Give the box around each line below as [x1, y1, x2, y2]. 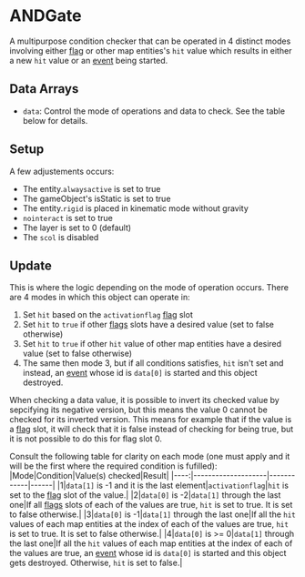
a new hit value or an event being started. [9, 55, 168, 66]
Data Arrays [9, 81, 79, 96]
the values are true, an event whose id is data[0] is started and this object [9, 548, 287, 559]
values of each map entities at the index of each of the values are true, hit [9, 519, 290, 530]
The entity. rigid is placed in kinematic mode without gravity [22, 202, 249, 214]
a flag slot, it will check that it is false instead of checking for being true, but [9, 424, 294, 435]
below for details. [22, 115, 88, 126]
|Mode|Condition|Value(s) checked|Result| [9, 471, 170, 481]
